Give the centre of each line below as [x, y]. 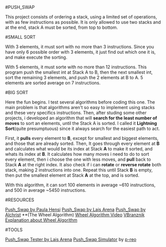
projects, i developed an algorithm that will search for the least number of [81, 118]
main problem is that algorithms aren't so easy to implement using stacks [80, 107]
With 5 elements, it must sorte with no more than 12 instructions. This [76, 67]
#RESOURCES [20, 200]
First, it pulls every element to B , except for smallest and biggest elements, [82, 138]
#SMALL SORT [20, 37]
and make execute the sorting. [36, 57]
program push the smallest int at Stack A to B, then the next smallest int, [79, 72]
